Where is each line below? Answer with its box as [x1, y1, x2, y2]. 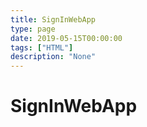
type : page [10, 24, 56, 34]
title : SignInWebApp [10, 14, 97, 25]
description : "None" [10, 52, 97, 62]
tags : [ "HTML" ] [10, 42, 74, 53]
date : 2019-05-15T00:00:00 [10, 33, 123, 43]
